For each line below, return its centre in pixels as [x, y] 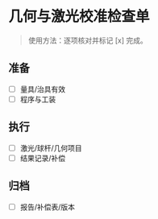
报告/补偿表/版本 [47, 207]
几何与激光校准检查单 [79, 17]
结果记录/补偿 [43, 158]
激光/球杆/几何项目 [51, 148]
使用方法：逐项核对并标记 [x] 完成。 [87, 40]
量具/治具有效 [43, 89]
